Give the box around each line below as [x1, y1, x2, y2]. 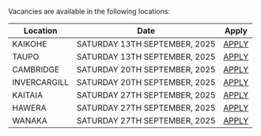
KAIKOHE [12, 39, 47, 50]
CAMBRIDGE [12, 64, 60, 75]
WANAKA [12, 116, 47, 126]
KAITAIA [12, 90, 43, 101]
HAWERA [12, 102, 47, 113]
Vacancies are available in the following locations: [8, 7, 171, 16]
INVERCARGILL [12, 77, 70, 87]
